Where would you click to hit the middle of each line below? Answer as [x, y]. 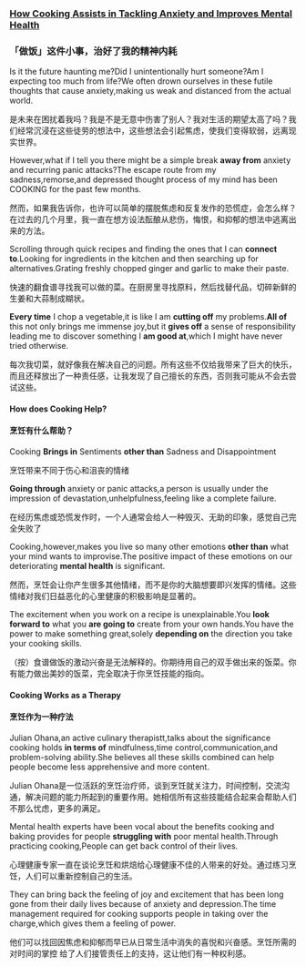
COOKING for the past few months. [75, 189]
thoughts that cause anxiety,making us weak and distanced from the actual [150, 91]
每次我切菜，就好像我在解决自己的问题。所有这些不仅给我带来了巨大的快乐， [153, 365]
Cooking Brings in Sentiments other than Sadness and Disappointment [143, 452]
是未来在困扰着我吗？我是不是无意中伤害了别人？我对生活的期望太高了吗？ [149, 119]
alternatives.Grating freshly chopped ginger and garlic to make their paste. [149, 269]
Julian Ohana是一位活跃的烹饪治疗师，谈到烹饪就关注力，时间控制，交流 [146, 785]
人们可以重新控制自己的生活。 [81, 876]
